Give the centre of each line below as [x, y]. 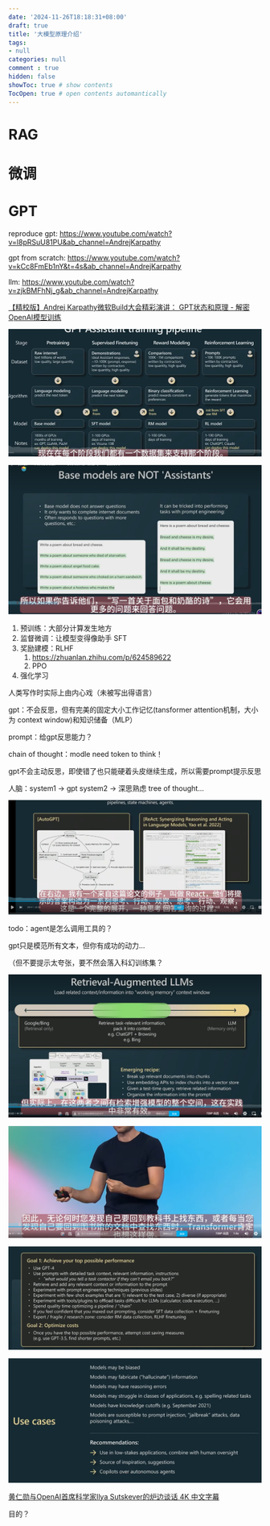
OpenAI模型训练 [35, 317]
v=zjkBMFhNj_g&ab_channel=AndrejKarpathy [84, 290]
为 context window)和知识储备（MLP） [73, 720]
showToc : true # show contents [61, 85]
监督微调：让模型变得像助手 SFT [74, 638]
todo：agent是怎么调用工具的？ [61, 929]
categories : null [37, 60]
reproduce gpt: [33, 233]
